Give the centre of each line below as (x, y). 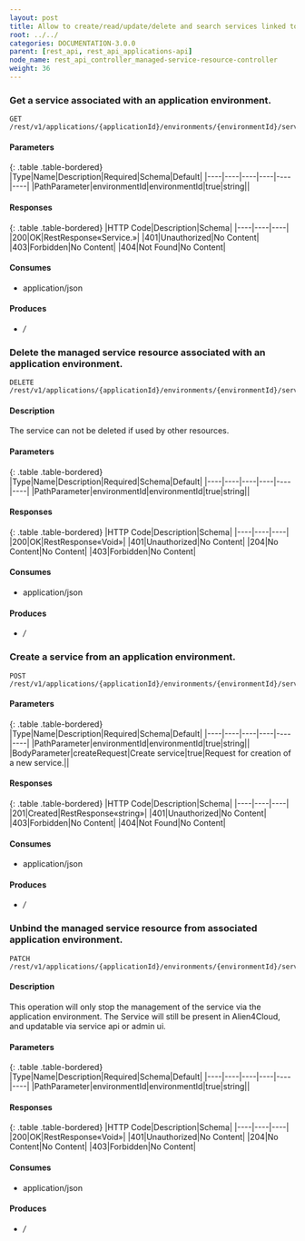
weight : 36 (30, 69)
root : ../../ (34, 35)
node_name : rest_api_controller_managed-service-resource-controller (144, 60)
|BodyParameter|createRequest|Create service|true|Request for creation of (151, 753)
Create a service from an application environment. (123, 657)
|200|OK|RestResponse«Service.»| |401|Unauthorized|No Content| (134, 237)
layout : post (34, 18)
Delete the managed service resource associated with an (138, 352)
